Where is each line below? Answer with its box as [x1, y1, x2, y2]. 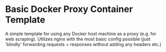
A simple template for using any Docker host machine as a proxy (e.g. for [5, 30, 157, 36]
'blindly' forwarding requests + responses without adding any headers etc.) [5, 41, 162, 47]
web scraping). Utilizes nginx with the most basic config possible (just [5, 36, 151, 42]
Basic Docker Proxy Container [5, 3, 133, 15]
